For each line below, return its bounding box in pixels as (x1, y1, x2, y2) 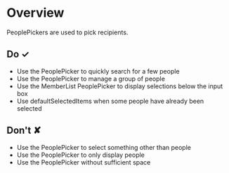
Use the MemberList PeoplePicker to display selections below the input (16, 82, 223, 90)
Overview (6, 5, 65, 21)
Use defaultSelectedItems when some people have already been (16, 97, 204, 105)
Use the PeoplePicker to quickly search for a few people (16, 67, 180, 75)
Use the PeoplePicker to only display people (16, 151, 145, 159)
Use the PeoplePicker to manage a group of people (16, 74, 166, 83)
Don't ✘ (6, 125, 41, 137)
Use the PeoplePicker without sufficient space (16, 158, 151, 166)
